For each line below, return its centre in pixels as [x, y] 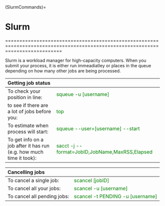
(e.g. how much [26, 152]
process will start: [28, 131]
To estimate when [28, 126]
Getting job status [29, 83]
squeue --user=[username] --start [98, 129]
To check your [24, 91]
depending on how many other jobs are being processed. [63, 71]
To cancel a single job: [33, 180]
